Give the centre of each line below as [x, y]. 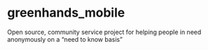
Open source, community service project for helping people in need [104, 32]
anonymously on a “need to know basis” [65, 39]
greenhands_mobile [66, 13]
